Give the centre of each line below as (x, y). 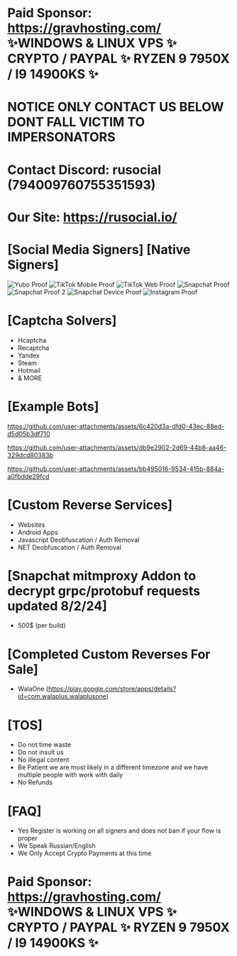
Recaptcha (33, 348)
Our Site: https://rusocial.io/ (92, 217)
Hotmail (29, 370)
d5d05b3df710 (29, 433)
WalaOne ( (33, 689)
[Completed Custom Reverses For (109, 654)
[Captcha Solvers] (62, 320)
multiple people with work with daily (70, 775)
